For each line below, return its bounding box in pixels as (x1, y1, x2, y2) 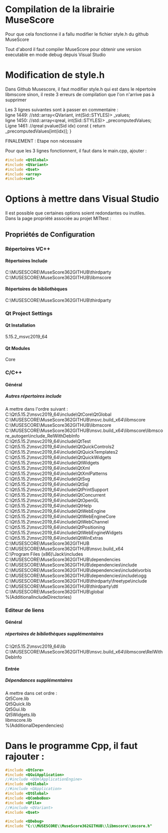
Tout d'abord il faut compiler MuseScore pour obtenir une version (5, 46, 142, 52)
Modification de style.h (5, 69, 105, 81)
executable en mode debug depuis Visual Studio (5, 52, 106, 58)
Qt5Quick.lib (5, 700, 31, 707)
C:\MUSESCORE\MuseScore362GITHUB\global (5, 588, 104, 595)
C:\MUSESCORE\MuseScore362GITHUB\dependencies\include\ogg (5, 573, 147, 579)
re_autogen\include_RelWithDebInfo (5, 432, 80, 439)
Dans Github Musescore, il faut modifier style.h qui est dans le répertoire (5, 86, 156, 92)
